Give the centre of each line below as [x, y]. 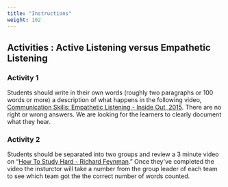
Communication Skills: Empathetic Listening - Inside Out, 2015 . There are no [114, 108]
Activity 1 [23, 77]
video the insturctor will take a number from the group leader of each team [112, 169]
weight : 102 [24, 20]
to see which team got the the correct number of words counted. [99, 176]
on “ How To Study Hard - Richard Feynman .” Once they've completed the [111, 162]
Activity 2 [24, 140]
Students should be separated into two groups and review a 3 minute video [113, 154]
